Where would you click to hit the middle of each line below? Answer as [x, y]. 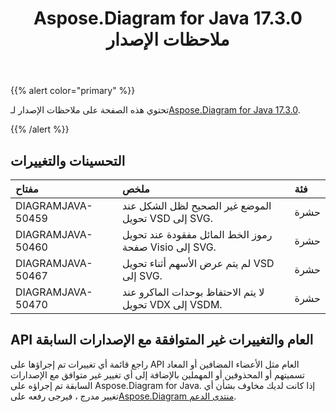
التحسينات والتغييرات [68, 160]
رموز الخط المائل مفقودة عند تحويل [197, 234]
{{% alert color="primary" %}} [73, 91]
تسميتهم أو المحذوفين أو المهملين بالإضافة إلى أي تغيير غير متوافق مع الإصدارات [157, 374]
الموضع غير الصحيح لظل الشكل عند [196, 205]
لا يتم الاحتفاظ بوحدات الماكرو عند [193, 292]
